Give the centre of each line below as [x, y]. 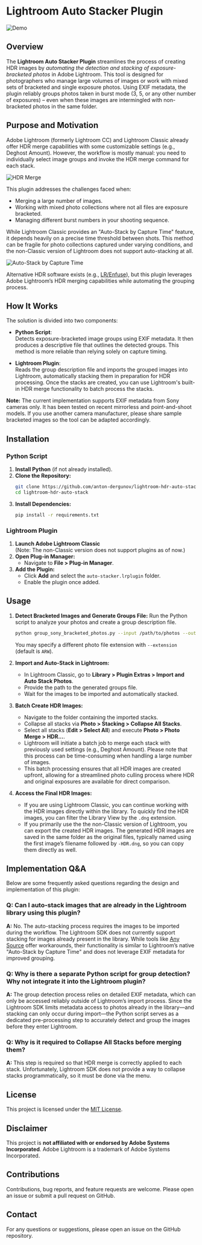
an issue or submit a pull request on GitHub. [61, 1195]
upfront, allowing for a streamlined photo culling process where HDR [109, 775]
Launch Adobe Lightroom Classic [58, 543]
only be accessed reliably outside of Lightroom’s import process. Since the [99, 1001]
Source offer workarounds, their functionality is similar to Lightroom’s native [100, 945]
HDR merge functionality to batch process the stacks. [87, 389]
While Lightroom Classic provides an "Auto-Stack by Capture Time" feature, [100, 231]
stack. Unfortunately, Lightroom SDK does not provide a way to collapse [96, 1069]
